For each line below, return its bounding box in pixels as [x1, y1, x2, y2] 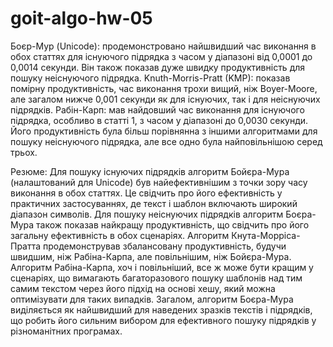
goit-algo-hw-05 [10, 7, 153, 30]
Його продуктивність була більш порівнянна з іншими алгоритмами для [10, 125, 318, 137]
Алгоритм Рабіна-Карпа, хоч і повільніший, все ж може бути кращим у [10, 261, 314, 273]
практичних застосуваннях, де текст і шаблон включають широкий [10, 197, 298, 209]
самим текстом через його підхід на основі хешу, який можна [10, 282, 276, 294]
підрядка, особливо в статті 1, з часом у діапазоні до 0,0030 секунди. [10, 114, 309, 126]
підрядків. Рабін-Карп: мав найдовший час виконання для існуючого [10, 103, 305, 116]
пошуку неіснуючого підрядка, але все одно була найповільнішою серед [10, 135, 323, 147]
